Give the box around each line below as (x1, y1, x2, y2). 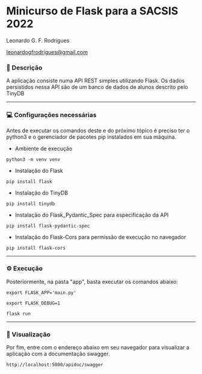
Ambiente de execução (14, 145, 73, 152)
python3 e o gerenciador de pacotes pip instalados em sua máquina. (6, 133, 177, 140)
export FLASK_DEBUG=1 (6, 300, 61, 306)
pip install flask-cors (6, 245, 66, 251)
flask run (6, 310, 31, 316)
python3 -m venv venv (6, 156, 61, 163)
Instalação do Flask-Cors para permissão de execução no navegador (14, 233, 186, 241)
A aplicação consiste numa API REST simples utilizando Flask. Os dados (6, 77, 185, 85)
